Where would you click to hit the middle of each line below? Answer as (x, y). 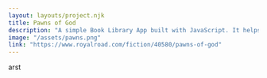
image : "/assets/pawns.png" (55, 37)
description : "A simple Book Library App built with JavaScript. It (124, 30)
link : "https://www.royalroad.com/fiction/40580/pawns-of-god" (115, 45)
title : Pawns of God (43, 23)
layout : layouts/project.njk (56, 15)
